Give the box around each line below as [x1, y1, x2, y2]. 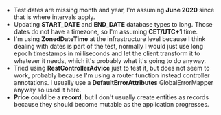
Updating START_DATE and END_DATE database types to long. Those [13, 21, 213, 28]
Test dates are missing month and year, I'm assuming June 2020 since [13, 6, 215, 14]
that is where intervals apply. [13, 13, 95, 21]
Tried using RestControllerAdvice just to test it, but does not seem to [13, 64, 210, 72]
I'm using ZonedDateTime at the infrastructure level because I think [13, 35, 206, 43]
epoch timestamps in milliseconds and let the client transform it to [13, 49, 200, 57]
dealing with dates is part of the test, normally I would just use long [13, 42, 204, 50]
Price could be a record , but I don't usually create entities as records [13, 93, 209, 101]
